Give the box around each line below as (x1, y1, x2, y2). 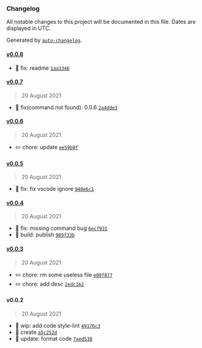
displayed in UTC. (6, 24, 51, 32)
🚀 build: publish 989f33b (15, 231, 75, 239)
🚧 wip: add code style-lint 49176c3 (15, 322, 101, 329)
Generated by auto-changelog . (6, 37, 82, 44)
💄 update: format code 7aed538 (15, 335, 93, 342)
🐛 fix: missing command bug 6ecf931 (15, 224, 108, 232)
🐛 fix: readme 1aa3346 (15, 64, 70, 72)
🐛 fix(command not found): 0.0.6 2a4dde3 (15, 103, 118, 111)
